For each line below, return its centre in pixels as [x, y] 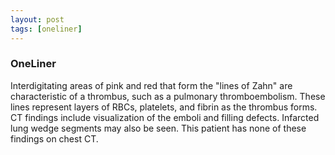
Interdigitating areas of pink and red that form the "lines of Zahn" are [151, 85]
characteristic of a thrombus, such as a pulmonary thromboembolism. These [168, 96]
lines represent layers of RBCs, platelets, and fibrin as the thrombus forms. [164, 107]
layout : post [37, 19]
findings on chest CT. [54, 138]
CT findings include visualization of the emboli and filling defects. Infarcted [165, 117]
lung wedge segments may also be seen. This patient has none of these [158, 128]
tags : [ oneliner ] [46, 29]
